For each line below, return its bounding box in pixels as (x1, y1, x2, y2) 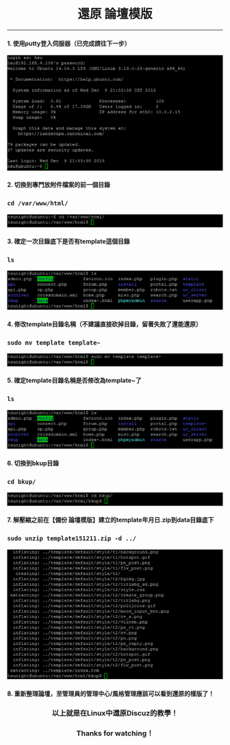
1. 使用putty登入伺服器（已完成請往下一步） (7, 39, 131, 47)
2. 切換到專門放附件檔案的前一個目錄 (7, 181, 111, 189)
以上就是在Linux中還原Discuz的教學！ (51, 708, 179, 718)
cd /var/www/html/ (7, 200, 68, 207)
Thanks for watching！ (76, 729, 154, 738)
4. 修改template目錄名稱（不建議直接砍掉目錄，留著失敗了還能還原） (7, 320, 202, 328)
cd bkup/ (7, 478, 36, 485)
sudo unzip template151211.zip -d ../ (7, 535, 137, 542)
